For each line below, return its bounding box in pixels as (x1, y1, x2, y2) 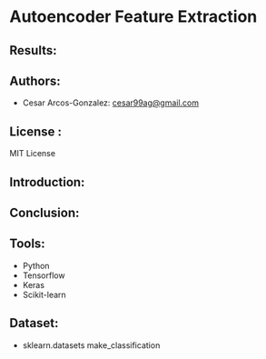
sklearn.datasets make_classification (22, 339, 161, 351)
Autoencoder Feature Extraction (9, 6, 258, 27)
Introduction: (9, 175, 85, 190)
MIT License (9, 148, 56, 159)
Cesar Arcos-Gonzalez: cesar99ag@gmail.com (22, 97, 200, 108)
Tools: (9, 236, 45, 252)
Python (22, 260, 50, 271)
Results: (9, 43, 57, 58)
